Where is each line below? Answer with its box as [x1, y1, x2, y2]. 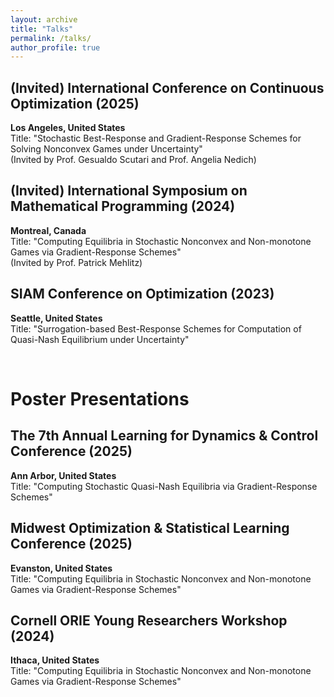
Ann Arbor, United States [10, 469, 117, 481]
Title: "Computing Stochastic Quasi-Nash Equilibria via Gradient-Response [10, 480, 318, 492]
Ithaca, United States [10, 654, 100, 666]
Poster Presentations [10, 387, 190, 410]
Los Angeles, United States [10, 122, 126, 134]
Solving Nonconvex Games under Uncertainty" [10, 143, 203, 155]
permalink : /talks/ [10, 33, 92, 43]
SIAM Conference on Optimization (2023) [10, 286, 275, 303]
